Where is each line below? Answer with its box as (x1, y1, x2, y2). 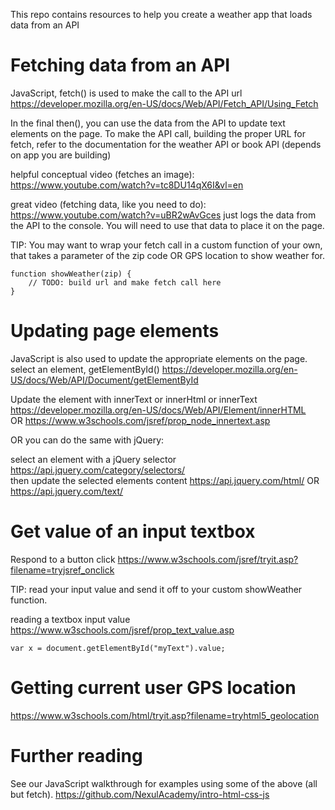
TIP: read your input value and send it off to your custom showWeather (10, 583, 303, 595)
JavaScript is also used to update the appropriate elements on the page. (10, 352, 308, 364)
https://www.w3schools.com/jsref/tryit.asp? (117, 553, 299, 565)
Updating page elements (10, 320, 220, 343)
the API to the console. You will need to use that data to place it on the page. (10, 219, 325, 231)
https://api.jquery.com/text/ (10, 485, 124, 497)
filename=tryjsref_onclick (10, 564, 115, 576)
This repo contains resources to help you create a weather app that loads (10, 9, 313, 20)
